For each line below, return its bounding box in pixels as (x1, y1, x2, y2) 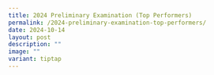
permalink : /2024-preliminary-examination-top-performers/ (8, 19, 207, 27)
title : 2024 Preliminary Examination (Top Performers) (8, 11, 193, 20)
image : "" (8, 48, 41, 55)
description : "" (8, 41, 62, 48)
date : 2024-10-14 (8, 26, 66, 34)
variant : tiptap (8, 55, 62, 63)
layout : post (8, 33, 51, 41)
